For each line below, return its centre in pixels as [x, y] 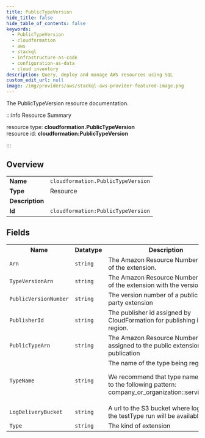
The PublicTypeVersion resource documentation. [68, 103]
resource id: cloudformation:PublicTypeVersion [67, 133]
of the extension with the [144, 285]
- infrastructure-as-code [45, 58]
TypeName [22, 380]
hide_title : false [30, 18]
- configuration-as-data [43, 63]
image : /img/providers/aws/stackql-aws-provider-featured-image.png [95, 86]
